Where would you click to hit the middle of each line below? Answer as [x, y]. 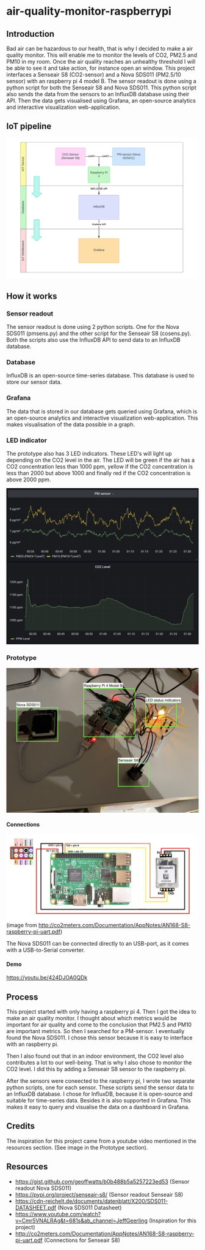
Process [22, 997]
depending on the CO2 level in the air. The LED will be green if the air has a [101, 460]
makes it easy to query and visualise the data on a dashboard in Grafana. [98, 1107]
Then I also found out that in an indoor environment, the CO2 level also [95, 1056]
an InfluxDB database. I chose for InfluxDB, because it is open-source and [99, 1094]
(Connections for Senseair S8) [82, 1240]
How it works [32, 296]
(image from [22, 925]
